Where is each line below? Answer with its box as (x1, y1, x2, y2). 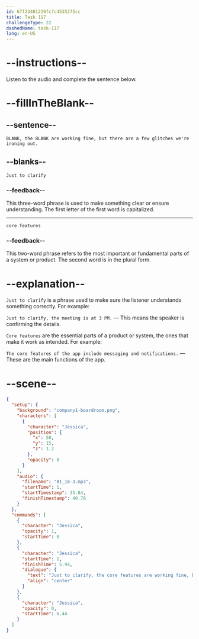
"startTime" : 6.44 (21, 611, 68, 617)
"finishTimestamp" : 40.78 (21, 495, 86, 502)
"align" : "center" (27, 578, 73, 584)
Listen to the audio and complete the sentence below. (6, 76, 137, 83)
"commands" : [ (11, 512, 46, 518)
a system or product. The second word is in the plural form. (6, 256, 151, 263)
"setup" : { (11, 402, 38, 408)
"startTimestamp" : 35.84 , (21, 490, 86, 496)
